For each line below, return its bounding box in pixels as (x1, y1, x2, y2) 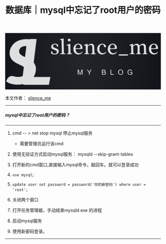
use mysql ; (12, 172, 34, 178)
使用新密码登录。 (12, 229, 47, 235)
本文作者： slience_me (5, 95, 51, 101)
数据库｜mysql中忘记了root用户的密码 (5, 4, 161, 16)
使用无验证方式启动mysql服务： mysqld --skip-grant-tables (12, 151, 133, 157)
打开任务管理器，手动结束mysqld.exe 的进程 (12, 207, 102, 213)
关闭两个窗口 (12, 197, 39, 203)
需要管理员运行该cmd (19, 141, 64, 147)
